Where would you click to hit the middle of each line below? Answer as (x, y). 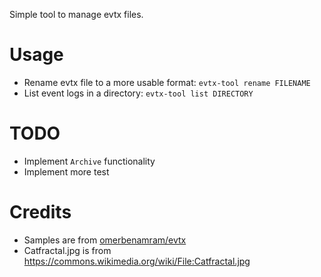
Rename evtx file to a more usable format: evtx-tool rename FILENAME (167, 82)
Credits (40, 212)
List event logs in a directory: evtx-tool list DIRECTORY (138, 93)
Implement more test (66, 171)
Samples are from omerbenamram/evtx (105, 240)
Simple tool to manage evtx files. (76, 14)
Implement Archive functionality (89, 161)
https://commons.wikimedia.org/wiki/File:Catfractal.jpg (137, 261)
